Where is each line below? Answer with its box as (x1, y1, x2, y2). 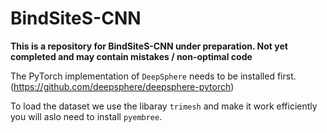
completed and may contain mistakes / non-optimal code (10, 50, 253, 62)
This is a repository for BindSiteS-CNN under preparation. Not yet (10, 40, 288, 52)
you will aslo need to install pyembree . (10, 110, 163, 122)
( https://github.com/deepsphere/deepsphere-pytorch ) (10, 80, 235, 92)
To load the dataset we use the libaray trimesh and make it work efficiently (10, 100, 318, 112)
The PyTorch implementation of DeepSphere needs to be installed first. (10, 70, 297, 82)
